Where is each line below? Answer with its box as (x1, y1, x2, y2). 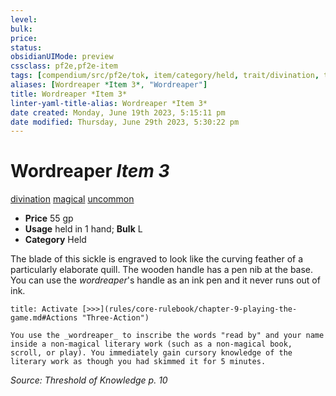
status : (10, 42, 43, 53)
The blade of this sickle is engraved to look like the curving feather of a (10, 253, 304, 265)
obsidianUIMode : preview (10, 52, 114, 62)
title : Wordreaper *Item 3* (10, 89, 128, 99)
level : (10, 14, 38, 25)
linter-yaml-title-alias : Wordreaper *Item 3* (10, 98, 208, 108)
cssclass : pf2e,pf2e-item (10, 61, 118, 71)
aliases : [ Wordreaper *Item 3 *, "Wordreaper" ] (10, 80, 208, 90)
